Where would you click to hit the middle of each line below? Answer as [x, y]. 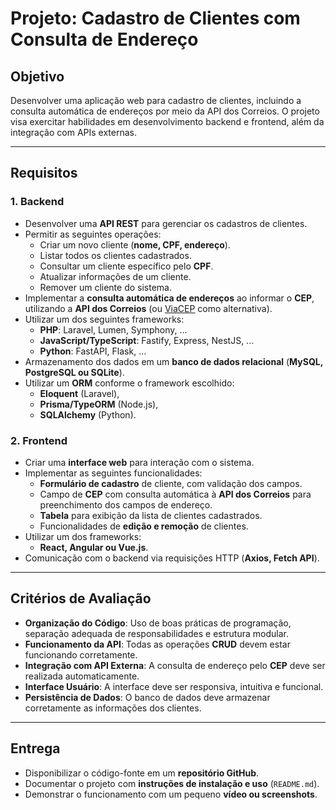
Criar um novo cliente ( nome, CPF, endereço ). [135, 244]
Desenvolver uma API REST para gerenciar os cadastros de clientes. [166, 223]
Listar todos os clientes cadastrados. [115, 255]
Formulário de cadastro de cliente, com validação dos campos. [171, 483]
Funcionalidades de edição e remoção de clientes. [144, 526]
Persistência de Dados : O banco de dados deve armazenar [147, 697]
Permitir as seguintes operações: [93, 234]
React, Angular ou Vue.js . [94, 547]
